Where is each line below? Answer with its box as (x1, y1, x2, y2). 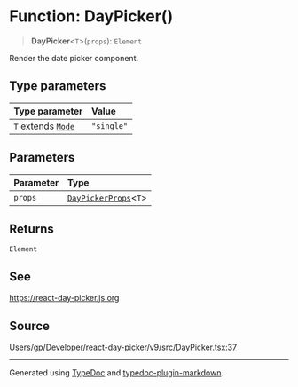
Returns (9, 221, 55, 236)
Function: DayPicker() (9, 6, 174, 27)
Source (9, 318, 51, 334)
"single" (91, 121, 129, 130)
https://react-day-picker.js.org (9, 293, 120, 304)
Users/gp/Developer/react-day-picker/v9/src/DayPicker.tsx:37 (9, 342, 238, 352)
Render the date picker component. (9, 52, 139, 63)
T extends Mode (13, 120, 75, 132)
